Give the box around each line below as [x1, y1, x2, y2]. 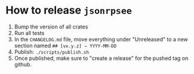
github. [14, 60, 32, 68]
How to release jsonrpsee [5, 4, 133, 17]
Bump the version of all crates [14, 23, 88, 30]
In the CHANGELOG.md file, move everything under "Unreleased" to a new [14, 36, 189, 43]
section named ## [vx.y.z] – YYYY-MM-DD [14, 42, 117, 49]
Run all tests [14, 29, 45, 36]
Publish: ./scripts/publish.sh [14, 48, 90, 55]
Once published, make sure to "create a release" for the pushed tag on [14, 54, 189, 62]
